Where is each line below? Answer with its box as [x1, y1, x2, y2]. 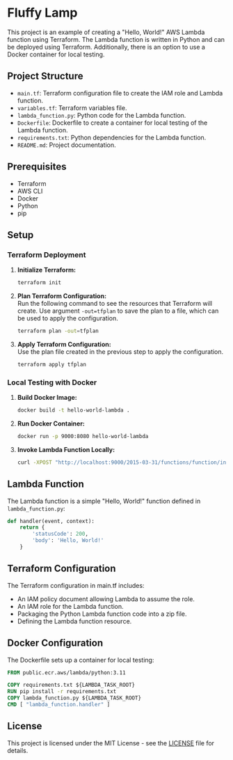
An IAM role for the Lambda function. [17, 602, 124, 610]
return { [19, 524, 45, 531]
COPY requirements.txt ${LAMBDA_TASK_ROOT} [7, 681, 136, 689]
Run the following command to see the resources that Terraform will [17, 300, 213, 308]
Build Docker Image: [17, 394, 78, 402]
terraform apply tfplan [17, 361, 87, 368]
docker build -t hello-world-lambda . [17, 407, 130, 414]
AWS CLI [17, 187, 43, 195]
